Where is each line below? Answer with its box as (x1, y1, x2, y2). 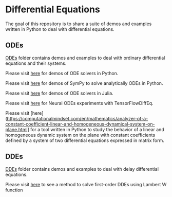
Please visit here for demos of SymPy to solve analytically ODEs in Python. (5, 80, 163, 86)
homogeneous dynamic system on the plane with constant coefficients (5, 132, 156, 138)
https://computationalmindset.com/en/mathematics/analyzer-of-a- (7, 115, 148, 121)
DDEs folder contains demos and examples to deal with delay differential (5, 166, 159, 172)
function (5, 187, 23, 193)
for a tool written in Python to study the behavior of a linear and (30, 126, 164, 132)
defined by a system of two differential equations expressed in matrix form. (5, 137, 164, 144)
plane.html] (5, 126, 29, 132)
